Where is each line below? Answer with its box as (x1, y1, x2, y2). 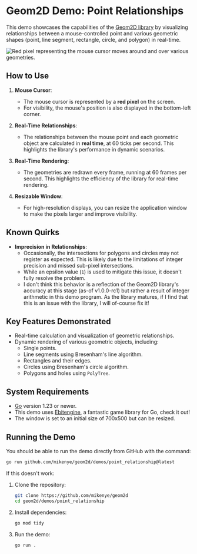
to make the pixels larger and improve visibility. (23, 210, 137, 217)
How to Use (6, 71, 49, 81)
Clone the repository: (14, 481, 66, 488)
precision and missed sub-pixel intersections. (23, 262, 134, 269)
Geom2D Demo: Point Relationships (6, 4, 184, 18)
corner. (23, 110, 41, 117)
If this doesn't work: (6, 470, 55, 477)
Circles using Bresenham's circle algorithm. (23, 364, 129, 371)
